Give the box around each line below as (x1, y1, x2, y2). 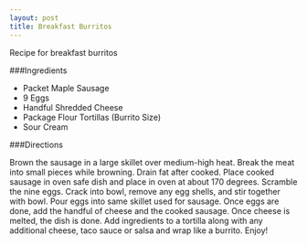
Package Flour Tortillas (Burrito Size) (22, 112, 162, 122)
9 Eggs (22, 92, 50, 103)
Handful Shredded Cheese (22, 101, 123, 112)
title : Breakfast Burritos (9, 22, 112, 31)
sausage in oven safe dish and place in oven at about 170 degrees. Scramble (9, 176, 298, 187)
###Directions (9, 139, 64, 150)
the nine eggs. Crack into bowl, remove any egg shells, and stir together (9, 186, 281, 197)
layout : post (9, 13, 59, 23)
